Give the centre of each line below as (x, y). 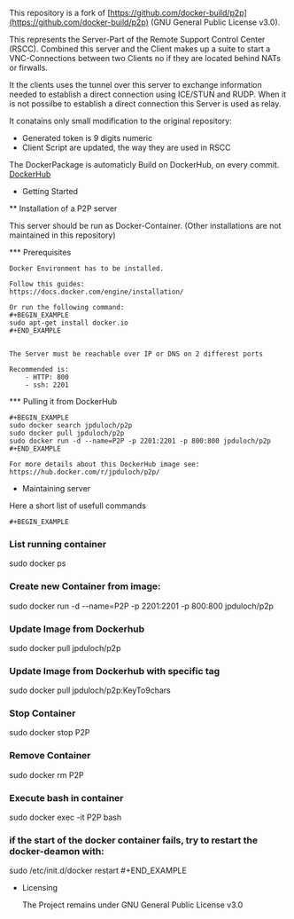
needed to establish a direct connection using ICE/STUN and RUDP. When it (147, 94)
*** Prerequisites (40, 252)
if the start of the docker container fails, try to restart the (134, 840)
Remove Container (50, 756)
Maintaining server (56, 488)
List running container (58, 544)
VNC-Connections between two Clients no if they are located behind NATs (145, 58)
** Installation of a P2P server (63, 208)
